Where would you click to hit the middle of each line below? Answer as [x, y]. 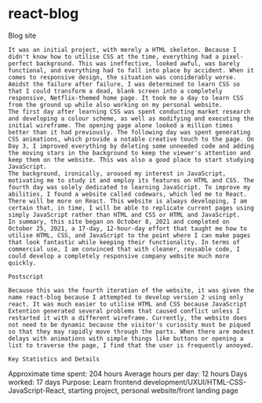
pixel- [233, 57]
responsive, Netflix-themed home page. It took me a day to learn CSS [126, 98]
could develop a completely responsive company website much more [119, 256]
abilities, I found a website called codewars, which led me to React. [127, 194]
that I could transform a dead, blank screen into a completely [115, 91]
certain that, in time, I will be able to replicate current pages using [131, 208]
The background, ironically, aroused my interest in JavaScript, [117, 174]
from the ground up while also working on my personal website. [115, 104]
